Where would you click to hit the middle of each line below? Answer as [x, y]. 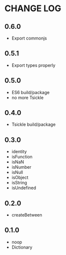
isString [19, 183]
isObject [20, 177]
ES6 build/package [30, 92]
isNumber [21, 167]
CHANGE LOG [33, 9]
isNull [17, 172]
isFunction [22, 157]
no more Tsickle [28, 98]
